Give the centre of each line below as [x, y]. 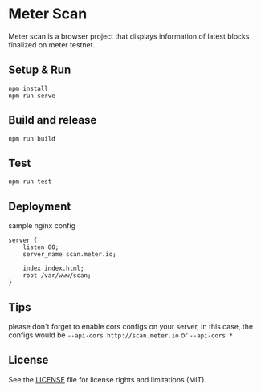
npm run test [30, 182]
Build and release [53, 120]
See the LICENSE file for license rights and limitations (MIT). [108, 379]
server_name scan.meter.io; [69, 255]
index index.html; [53, 269]
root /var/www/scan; [57, 276]
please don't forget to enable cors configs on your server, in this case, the [131, 327]
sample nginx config [42, 226]
